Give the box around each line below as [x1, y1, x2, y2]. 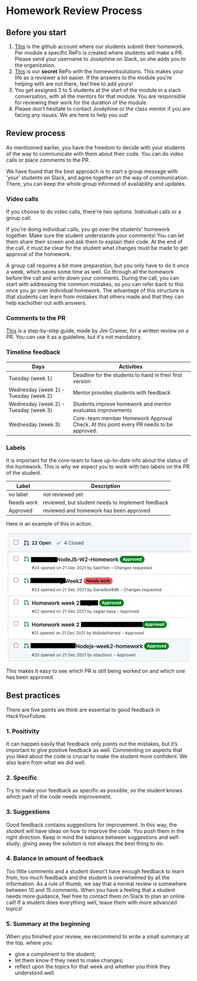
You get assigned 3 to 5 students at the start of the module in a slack [14, 87, 181, 93]
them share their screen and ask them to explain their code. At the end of [6, 239, 183, 246]
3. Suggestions [6, 808, 50, 816]
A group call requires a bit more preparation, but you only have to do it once [6, 262, 189, 269]
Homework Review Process [6, 4, 142, 18]
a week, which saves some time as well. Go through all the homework [6, 268, 174, 275]
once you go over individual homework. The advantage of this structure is [6, 287, 185, 294]
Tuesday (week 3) [8, 406, 53, 414]
